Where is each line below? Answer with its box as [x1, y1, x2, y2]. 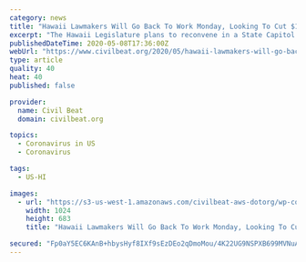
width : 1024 [25, 206, 71, 215]
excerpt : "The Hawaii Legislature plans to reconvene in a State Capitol [9, 30, 296, 39]
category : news [9, 13, 67, 23]
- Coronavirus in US [17, 139, 96, 148]
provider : [9, 97, 47, 106]
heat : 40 [9, 73, 43, 82]
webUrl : [9, 47, 39, 56]
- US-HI [17, 172, 47, 182]
